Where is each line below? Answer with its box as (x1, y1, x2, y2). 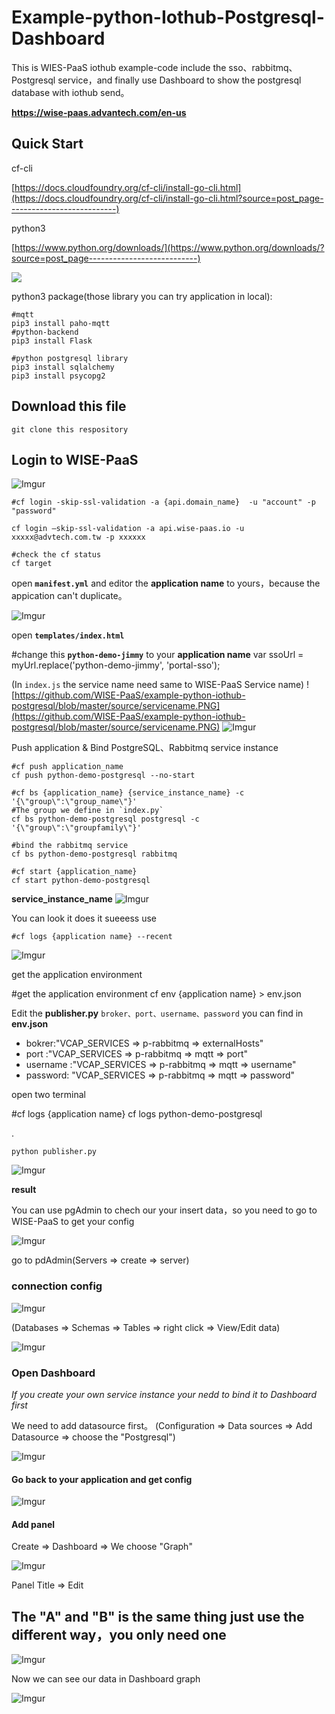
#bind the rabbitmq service (11, 841, 129, 851)
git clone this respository (11, 424, 129, 435)
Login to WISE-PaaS (11, 451, 139, 468)
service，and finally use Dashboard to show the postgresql (57, 74, 302, 86)
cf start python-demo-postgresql (11, 876, 151, 886)
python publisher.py (11, 1147, 98, 1157)
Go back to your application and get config (11, 1473, 193, 1485)
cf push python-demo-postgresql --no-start (11, 771, 196, 781)
